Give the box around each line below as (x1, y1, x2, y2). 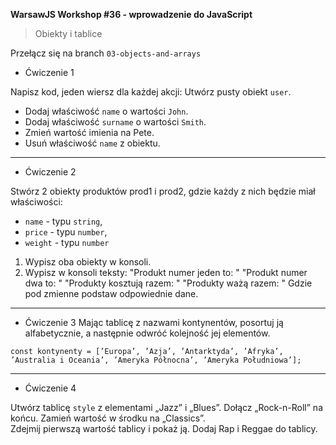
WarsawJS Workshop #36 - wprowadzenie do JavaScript (10, 9, 253, 20)
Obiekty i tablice (34, 28, 103, 39)
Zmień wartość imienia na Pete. (24, 127, 155, 138)
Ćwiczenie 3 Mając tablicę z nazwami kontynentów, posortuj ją (24, 317, 284, 328)
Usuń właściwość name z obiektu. (24, 137, 161, 149)
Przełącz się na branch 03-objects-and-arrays (10, 47, 202, 59)
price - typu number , (24, 226, 108, 238)
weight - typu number (24, 237, 110, 248)
